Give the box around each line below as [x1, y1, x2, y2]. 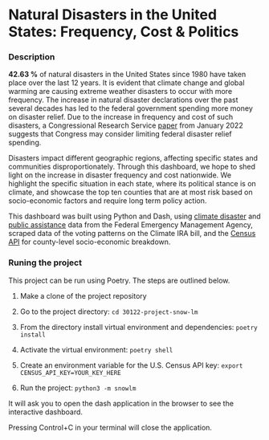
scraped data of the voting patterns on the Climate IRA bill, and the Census [8, 229, 256, 238]
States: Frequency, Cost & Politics [8, 22, 239, 41]
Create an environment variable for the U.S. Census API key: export [19, 360, 243, 370]
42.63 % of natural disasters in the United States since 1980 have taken [8, 70, 247, 79]
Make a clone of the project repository [19, 291, 147, 300]
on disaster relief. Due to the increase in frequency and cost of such [8, 112, 234, 122]
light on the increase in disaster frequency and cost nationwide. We [8, 170, 231, 180]
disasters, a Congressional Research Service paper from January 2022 [8, 120, 243, 130]
